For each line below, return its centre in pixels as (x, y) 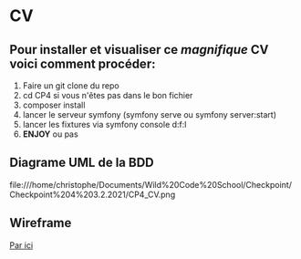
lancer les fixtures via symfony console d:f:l (104, 124)
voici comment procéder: (83, 63)
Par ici (21, 245)
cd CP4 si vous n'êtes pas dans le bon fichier (108, 95)
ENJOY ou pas (51, 134)
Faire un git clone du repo (71, 86)
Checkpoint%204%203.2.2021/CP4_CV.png (93, 194)
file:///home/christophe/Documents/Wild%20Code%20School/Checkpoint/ (150, 184)
